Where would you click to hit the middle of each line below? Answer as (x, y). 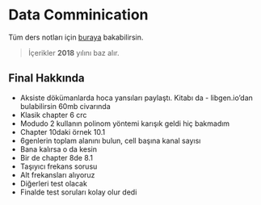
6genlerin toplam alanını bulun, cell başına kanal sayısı (110, 140)
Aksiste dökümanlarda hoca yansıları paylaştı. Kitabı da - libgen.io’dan (136, 98)
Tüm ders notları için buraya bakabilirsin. (76, 37)
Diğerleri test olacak (53, 183)
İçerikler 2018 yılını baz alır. (74, 52)
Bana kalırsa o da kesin (58, 149)
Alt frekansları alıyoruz (57, 174)
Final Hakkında (46, 78)
